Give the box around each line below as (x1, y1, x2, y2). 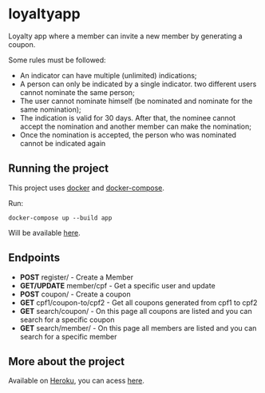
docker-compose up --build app (8, 213, 113, 222)
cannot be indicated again (19, 138, 106, 148)
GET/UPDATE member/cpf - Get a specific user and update (19, 280, 216, 290)
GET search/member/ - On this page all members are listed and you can (19, 323, 257, 332)
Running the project (8, 161, 109, 176)
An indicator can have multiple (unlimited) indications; (19, 70, 197, 80)
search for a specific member (19, 331, 117, 341)
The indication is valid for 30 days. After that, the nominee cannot (19, 113, 236, 122)
